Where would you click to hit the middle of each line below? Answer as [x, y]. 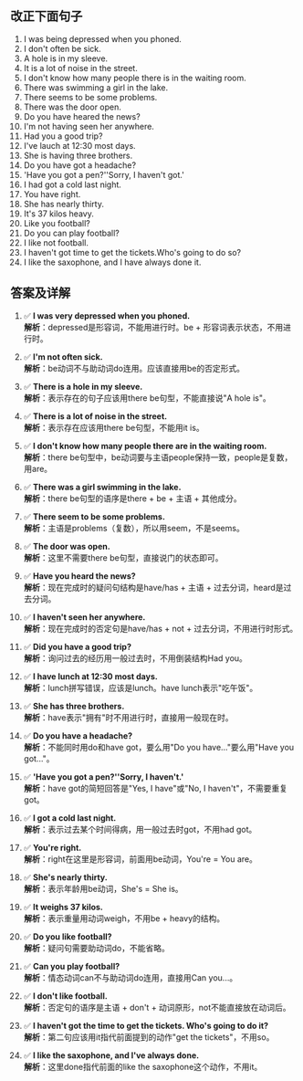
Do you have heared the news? [82, 116]
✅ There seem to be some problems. [94, 516]
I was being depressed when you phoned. [102, 38]
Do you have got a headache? [79, 165]
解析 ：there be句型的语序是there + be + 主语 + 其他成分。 [133, 498]
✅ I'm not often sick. [63, 357]
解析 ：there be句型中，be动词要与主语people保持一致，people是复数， [158, 457]
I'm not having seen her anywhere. [89, 126]
